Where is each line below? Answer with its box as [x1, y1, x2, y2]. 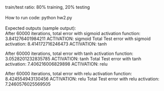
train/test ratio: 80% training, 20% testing [5, 4, 90, 10]
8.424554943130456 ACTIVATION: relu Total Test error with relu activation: [5, 76, 160, 82]
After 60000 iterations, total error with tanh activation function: [5, 50, 134, 56]
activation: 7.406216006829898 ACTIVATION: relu [5, 61, 108, 67]
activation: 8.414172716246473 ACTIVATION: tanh [5, 41, 107, 46]
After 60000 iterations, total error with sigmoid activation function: [5, 31, 141, 36]
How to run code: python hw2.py [5, 15, 72, 20]
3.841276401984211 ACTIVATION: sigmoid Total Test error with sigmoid [5, 36, 151, 42]
